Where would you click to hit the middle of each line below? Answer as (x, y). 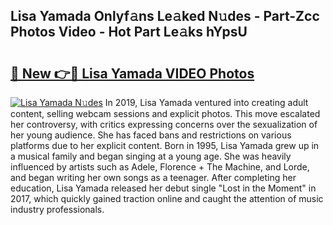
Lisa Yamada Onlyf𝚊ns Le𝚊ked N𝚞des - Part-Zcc (165, 16)
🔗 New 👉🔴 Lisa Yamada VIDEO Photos (132, 73)
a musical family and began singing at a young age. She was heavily (151, 156)
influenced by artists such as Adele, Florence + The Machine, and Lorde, (160, 167)
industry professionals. (57, 209)
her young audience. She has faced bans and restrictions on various (151, 135)
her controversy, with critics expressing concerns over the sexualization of (164, 124)
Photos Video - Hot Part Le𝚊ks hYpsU (129, 32)
